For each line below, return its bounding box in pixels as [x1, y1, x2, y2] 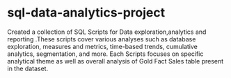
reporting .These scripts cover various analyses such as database [7, 35, 196, 43]
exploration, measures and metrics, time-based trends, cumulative [7, 42, 198, 50]
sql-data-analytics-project [7, 5, 166, 21]
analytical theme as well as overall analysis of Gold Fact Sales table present [7, 57, 224, 65]
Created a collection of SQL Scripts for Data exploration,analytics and [7, 28, 207, 36]
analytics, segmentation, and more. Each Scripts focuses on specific [7, 50, 204, 58]
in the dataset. [7, 64, 49, 72]
